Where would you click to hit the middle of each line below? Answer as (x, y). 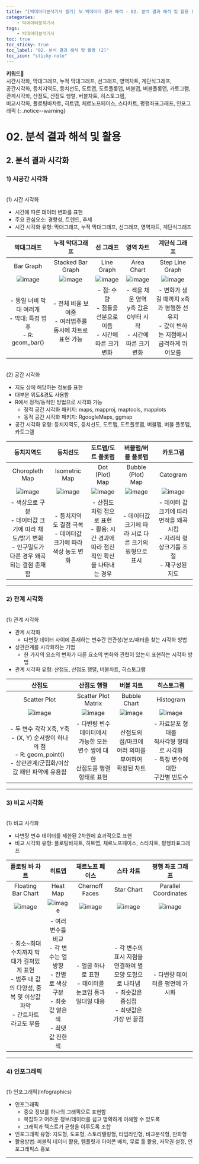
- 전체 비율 (67, 303)
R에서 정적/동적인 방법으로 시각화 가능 (58, 402)
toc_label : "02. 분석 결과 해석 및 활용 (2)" (58, 50)
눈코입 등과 (91, 992)
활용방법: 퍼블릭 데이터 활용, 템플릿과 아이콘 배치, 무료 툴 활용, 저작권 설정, (100, 1141)
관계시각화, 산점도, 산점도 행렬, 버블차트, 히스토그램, (66, 96)
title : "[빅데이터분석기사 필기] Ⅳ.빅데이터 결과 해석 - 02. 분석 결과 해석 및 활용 (97, 12)
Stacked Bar (70, 262)
